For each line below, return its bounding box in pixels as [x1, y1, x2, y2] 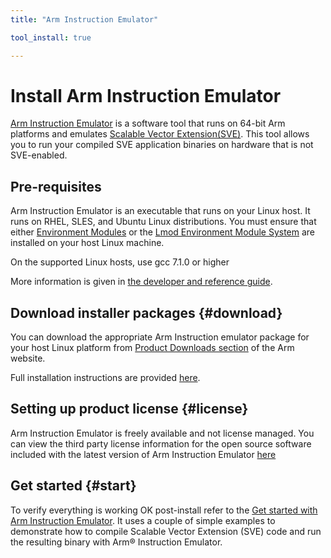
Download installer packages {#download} [10, 304, 283, 321]
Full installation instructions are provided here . [10, 372, 201, 384]
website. [10, 352, 46, 365]
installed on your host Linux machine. [10, 237, 165, 249]
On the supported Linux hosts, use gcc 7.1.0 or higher [10, 256, 230, 268]
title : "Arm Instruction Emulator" [10, 14, 159, 25]
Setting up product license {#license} [10, 401, 249, 418]
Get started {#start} [10, 477, 137, 495]
